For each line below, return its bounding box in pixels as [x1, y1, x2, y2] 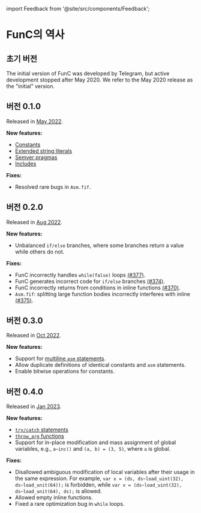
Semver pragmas [14, 153, 58, 161]
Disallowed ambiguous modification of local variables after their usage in [14, 469, 195, 476]
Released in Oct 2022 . [6, 332, 61, 339]
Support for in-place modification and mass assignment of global [14, 439, 176, 446]
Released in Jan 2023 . [6, 403, 62, 410]
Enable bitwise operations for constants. [14, 368, 115, 375]
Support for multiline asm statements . [14, 355, 106, 362]
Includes [14, 160, 37, 167]
